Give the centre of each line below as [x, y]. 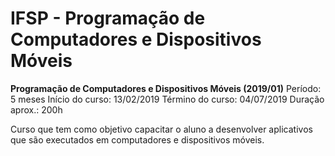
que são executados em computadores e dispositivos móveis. [137, 139]
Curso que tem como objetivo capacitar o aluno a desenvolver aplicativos [161, 129]
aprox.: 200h [36, 109]
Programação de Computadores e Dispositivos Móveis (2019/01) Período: [166, 88]
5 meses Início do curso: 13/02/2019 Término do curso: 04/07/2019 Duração [167, 99]
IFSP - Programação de [108, 18]
